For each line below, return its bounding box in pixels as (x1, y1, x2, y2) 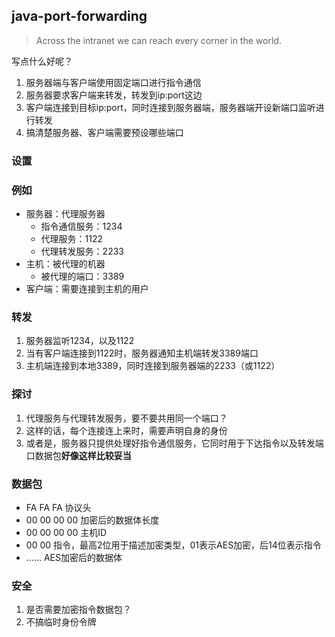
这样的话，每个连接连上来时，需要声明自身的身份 (25, 424, 228, 436)
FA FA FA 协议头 (25, 501, 92, 513)
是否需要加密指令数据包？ (25, 604, 132, 616)
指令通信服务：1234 (40, 220, 123, 233)
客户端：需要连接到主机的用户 (25, 283, 149, 295)
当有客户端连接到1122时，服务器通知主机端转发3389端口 (25, 347, 259, 359)
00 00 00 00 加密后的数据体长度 (25, 514, 160, 526)
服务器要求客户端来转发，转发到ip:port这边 (25, 89, 203, 101)
